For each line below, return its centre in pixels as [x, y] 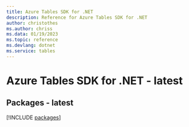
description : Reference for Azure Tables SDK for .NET [77, 17]
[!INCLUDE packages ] [34, 117]
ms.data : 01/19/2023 [32, 34]
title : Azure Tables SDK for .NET [50, 12]
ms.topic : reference [32, 40]
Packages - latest [40, 103]
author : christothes [32, 23]
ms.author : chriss [29, 29]
